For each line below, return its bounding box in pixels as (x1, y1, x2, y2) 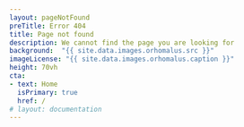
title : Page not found (9, 30, 94, 38)
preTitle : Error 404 (9, 21, 87, 30)
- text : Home (9, 80, 58, 89)
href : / (17, 96, 47, 106)
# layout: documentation (9, 105, 102, 114)
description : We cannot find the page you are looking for (9, 38, 235, 47)
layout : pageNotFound (9, 13, 91, 22)
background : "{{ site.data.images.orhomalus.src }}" (9, 47, 215, 55)
